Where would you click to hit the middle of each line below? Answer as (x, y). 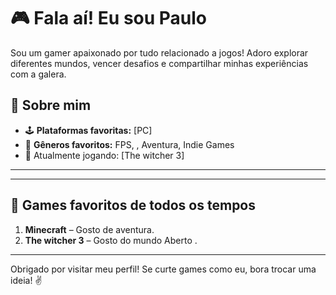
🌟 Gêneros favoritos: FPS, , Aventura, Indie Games (129, 144)
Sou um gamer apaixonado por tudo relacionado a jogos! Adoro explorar (159, 52)
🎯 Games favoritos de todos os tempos (133, 205)
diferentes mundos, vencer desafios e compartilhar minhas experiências (159, 63)
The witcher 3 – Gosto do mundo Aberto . (111, 240)
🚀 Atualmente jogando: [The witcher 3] (104, 155)
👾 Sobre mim (51, 105)
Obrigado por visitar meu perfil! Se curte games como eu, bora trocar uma (163, 269)
